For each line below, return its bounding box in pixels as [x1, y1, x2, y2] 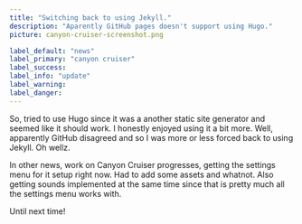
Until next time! [9, 205, 66, 217]
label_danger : [9, 88, 63, 98]
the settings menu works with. [9, 188, 122, 199]
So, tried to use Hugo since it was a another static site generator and [9, 113, 265, 124]
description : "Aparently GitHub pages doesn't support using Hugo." [9, 22, 273, 31]
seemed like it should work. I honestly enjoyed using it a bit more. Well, [9, 123, 273, 134]
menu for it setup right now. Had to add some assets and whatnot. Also [9, 169, 274, 180]
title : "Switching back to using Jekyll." [9, 13, 172, 23]
